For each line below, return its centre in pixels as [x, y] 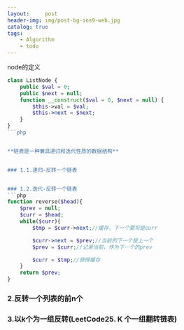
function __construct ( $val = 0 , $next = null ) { [92, 100]
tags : [15, 33]
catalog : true [28, 27]
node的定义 [24, 67]
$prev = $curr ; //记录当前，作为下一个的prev [92, 247]
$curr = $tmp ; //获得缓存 [66, 260]
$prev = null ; [40, 208]
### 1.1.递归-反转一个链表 [42, 170]
